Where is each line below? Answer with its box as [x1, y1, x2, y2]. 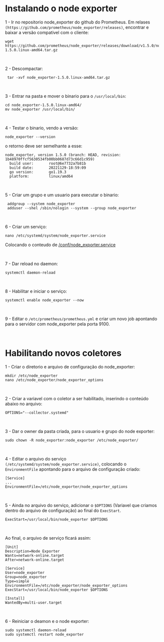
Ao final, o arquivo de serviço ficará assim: [5, 535, 91, 541]
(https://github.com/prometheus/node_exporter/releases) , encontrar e [5, 24, 149, 30]
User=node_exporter [5, 570, 45, 575]
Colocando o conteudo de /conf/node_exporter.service [5, 242, 116, 248]
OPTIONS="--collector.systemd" [5, 410, 69, 415]
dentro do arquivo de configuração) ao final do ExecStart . [5, 507, 121, 513]
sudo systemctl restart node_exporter [5, 632, 84, 637]
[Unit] [5, 544, 19, 550]
